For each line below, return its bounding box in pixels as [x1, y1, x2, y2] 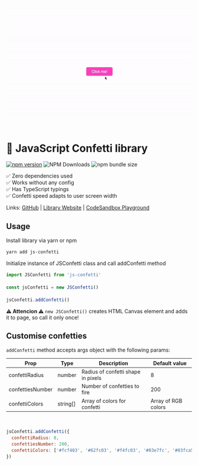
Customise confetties [6, 330, 87, 340]
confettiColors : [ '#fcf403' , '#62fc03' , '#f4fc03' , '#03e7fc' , [11, 447, 170, 453]
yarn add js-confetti [6, 249, 60, 255]
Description [98, 359, 128, 366]
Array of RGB [150, 397, 183, 404]
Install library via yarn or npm [6, 237, 77, 244]
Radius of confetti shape [81, 368, 141, 375]
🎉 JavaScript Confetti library [6, 142, 148, 155]
